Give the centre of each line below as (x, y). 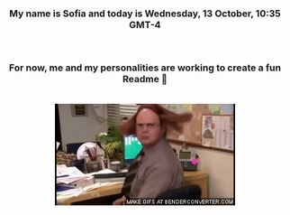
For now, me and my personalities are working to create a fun (145, 68)
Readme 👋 (145, 79)
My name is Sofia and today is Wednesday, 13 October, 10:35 (145, 14)
